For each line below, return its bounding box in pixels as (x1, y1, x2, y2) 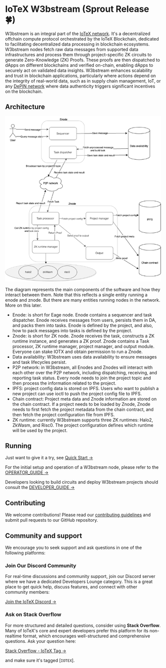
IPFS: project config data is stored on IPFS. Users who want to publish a (12, 385, 159, 391)
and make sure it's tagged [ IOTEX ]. (5, 657, 75, 663)
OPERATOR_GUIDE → (5, 470, 49, 476)
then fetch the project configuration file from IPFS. (12, 411, 115, 417)
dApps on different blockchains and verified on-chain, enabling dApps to (5, 62, 153, 68)
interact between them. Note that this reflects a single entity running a (5, 292, 148, 298)
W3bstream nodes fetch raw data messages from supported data (5, 46, 138, 52)
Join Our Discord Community (5, 562, 77, 569)
